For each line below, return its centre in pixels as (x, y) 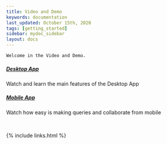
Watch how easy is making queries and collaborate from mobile (84, 112)
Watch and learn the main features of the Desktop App (73, 83)
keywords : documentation (37, 17)
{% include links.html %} (36, 135)
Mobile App (21, 97)
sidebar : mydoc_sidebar (36, 34)
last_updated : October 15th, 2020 (49, 23)
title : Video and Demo (34, 12)
